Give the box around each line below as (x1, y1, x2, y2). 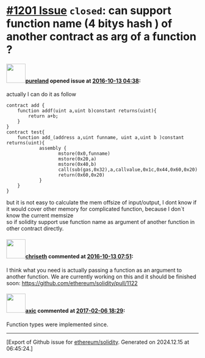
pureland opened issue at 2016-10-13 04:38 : (25, 77, 142, 84)
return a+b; (28, 113, 59, 119)
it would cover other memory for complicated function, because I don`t (6, 206, 185, 213)
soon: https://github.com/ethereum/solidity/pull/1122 (6, 279, 138, 286)
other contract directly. (6, 225, 64, 233)
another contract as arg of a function (6, 30, 196, 43)
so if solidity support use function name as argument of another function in (6, 218, 195, 226)
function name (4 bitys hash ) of (6, 17, 173, 31)
